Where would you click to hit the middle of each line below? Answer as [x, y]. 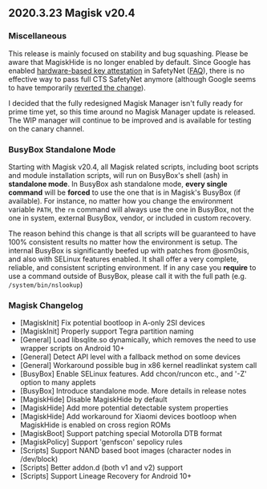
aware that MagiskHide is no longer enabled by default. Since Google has [129, 62]
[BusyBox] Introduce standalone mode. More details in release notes [133, 391]
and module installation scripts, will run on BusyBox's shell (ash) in [118, 175]
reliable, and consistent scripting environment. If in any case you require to [132, 267]
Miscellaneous [37, 36]
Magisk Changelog [46, 305]
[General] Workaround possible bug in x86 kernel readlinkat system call [138, 366]
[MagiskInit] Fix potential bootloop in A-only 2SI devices [113, 323]
